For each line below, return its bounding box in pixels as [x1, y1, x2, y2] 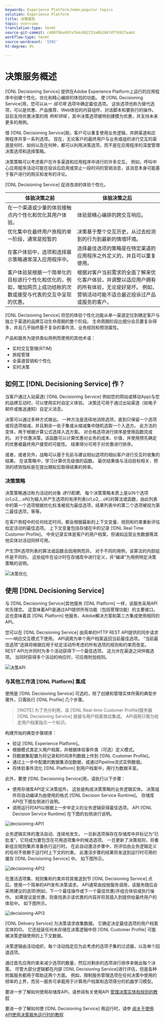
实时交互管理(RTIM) [12, 345, 53, 351]
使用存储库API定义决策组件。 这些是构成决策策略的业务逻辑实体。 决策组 [12, 786, 160, 792]
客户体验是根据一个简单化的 [7, 269, 72, 275]
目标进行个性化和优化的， [7, 276, 67, 283]
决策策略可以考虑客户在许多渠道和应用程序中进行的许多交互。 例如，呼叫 [5, 158, 153, 164]
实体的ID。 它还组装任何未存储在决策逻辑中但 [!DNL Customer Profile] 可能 [5, 926, 156, 932]
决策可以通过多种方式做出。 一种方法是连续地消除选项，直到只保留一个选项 [5, 417, 157, 423]
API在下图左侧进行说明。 [12, 798, 63, 804]
